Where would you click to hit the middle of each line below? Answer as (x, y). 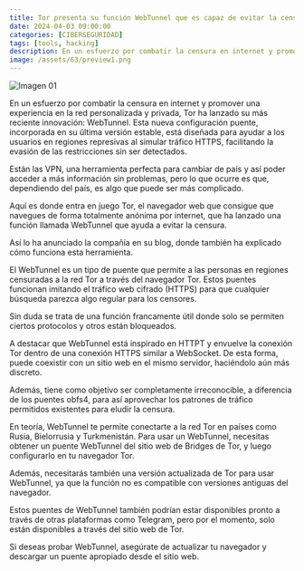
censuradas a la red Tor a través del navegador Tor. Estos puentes (133, 279)
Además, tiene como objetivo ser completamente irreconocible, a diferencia (151, 390)
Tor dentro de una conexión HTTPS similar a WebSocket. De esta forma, (144, 353)
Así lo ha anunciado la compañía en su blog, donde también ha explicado (146, 242)
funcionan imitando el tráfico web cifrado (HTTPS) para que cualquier (139, 289)
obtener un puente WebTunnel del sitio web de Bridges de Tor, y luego (140, 446)
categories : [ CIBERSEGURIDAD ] (66, 34)
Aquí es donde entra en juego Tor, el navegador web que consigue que (142, 206)
